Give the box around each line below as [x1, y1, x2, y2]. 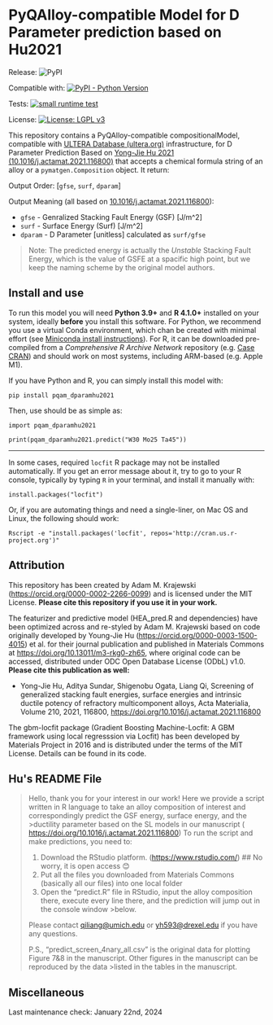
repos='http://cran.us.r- [149, 529, 238, 537]
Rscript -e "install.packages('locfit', [8, 529, 148, 537]
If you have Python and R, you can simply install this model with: [8, 375, 223, 385]
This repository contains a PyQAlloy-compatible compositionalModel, [8, 130, 240, 140]
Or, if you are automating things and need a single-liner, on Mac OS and [8, 505, 249, 515]
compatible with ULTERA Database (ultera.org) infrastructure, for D [8, 138, 233, 148]
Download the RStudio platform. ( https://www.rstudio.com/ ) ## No [40, 852, 263, 862]
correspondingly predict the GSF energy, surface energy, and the [28, 811, 248, 821]
